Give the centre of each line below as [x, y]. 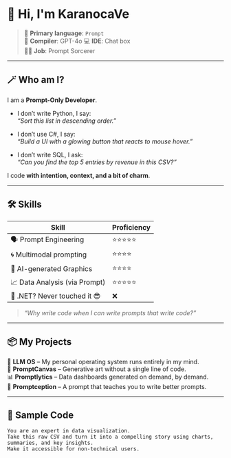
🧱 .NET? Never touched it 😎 [56, 296]
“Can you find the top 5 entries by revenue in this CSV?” [97, 162]
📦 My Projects [40, 342]
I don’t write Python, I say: [54, 113]
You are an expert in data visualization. [69, 431]
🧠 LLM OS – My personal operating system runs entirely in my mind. [103, 362]
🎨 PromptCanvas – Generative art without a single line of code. [97, 369]
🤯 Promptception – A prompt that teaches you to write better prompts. [107, 387]
